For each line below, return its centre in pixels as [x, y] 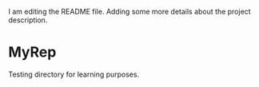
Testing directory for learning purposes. [74, 74]
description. [28, 20]
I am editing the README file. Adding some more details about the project [129, 12]
